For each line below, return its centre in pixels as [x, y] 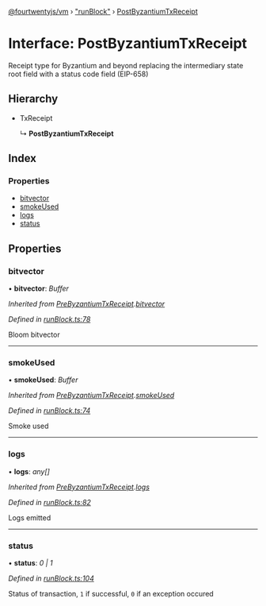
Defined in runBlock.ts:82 [49, 502]
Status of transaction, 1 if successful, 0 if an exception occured [111, 594]
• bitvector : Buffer [39, 288]
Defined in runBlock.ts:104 [51, 578]
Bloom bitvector [34, 335]
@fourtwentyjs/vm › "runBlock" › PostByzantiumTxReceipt [103, 12]
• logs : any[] [29, 471]
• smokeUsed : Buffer [43, 380]
